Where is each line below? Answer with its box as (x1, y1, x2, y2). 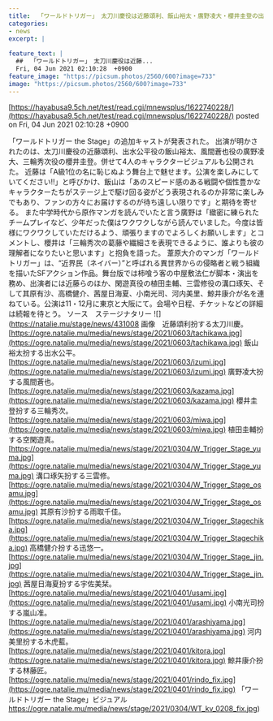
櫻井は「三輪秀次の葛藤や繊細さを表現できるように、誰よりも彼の (43, 237, 265, 248)
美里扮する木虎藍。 (8, 637, 73, 646)
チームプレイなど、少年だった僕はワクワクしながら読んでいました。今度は (8, 217, 257, 227)
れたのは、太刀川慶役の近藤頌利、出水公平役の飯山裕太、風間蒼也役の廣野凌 (8, 146, 265, 156)
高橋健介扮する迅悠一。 (29, 542, 108, 552)
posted (235, 110, 260, 120)
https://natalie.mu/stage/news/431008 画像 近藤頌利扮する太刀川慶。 (11, 318, 248, 329)
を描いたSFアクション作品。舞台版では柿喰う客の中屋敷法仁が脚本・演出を (8, 268, 259, 278)
